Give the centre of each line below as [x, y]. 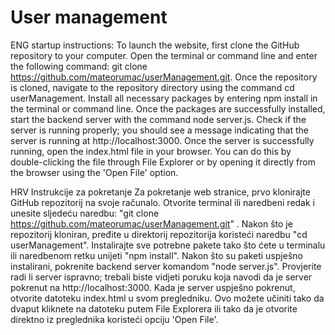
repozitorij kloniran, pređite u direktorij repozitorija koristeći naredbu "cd [159, 234]
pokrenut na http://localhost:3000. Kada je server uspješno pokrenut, [153, 287]
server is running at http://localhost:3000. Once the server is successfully [162, 140]
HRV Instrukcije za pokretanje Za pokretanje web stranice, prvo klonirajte [160, 192]
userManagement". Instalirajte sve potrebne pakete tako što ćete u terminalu [168, 245]
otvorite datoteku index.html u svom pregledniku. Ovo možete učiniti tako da [167, 298]
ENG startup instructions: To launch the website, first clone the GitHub [155, 45]
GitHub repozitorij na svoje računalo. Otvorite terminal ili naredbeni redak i [162, 202]
